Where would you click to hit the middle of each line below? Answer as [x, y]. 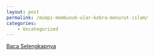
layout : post [23, 12]
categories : [21, 23]
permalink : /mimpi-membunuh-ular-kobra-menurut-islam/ [77, 18]
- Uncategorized [38, 29]
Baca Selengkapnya [31, 46]
